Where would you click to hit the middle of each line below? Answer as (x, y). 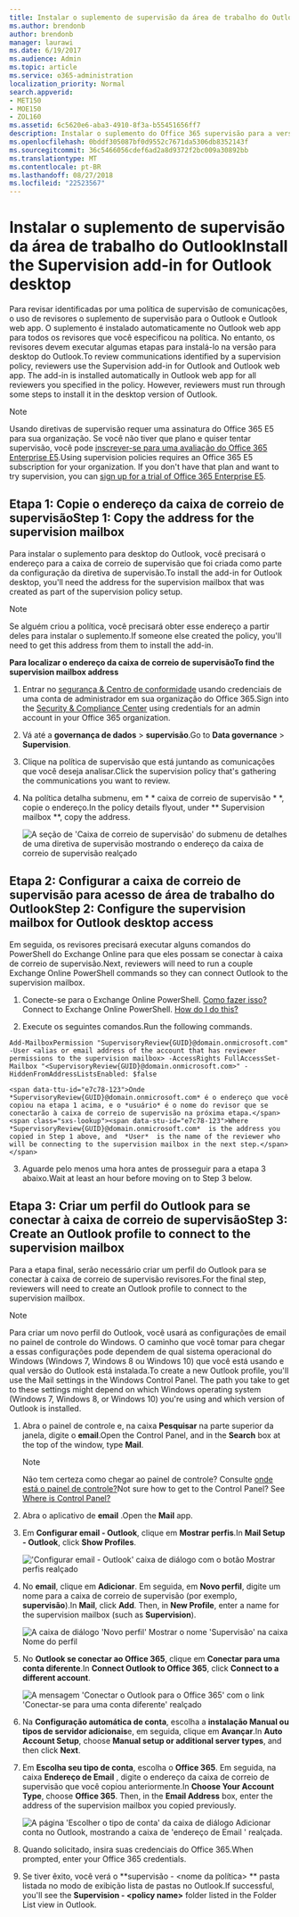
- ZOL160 (25, 117)
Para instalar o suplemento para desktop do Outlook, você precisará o (137, 553)
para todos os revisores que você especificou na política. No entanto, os (142, 338)
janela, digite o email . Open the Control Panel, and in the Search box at (151, 1435)
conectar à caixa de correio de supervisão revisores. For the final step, (138, 1279)
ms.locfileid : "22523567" (57, 184)
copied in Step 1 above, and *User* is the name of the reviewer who (145, 1136)
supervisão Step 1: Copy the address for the (132, 518)
